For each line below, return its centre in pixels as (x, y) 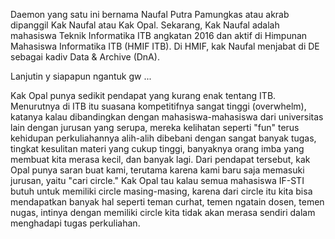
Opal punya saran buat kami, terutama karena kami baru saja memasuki (157, 170)
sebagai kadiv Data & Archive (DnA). (85, 57)
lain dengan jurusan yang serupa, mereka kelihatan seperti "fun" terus (155, 127)
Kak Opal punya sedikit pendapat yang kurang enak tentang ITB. (143, 95)
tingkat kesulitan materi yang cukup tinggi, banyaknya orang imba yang (157, 148)
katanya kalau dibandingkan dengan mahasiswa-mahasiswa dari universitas (167, 117)
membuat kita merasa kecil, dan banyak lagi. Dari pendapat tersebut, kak (160, 159)
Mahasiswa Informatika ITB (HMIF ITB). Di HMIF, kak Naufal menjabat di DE (165, 46)
